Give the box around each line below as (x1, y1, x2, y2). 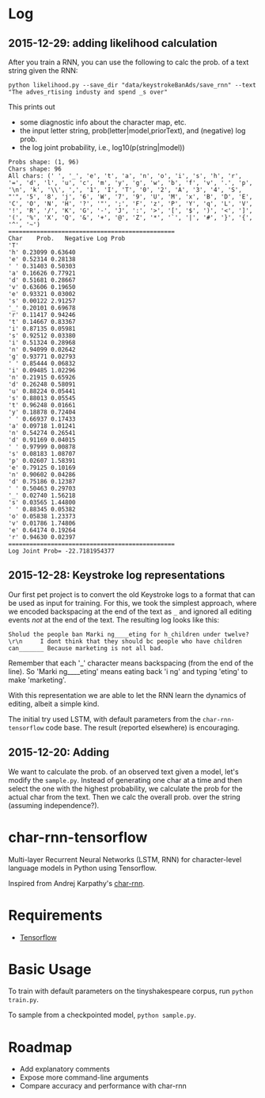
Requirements (8, 906, 103, 924)
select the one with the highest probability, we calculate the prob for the (8, 784, 243, 793)
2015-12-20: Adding (8, 745, 110, 759)
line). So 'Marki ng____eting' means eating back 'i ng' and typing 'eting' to (8, 666, 248, 676)
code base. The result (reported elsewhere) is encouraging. (45, 722, 240, 732)
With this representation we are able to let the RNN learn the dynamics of (8, 690, 247, 699)
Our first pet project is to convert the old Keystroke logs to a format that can (8, 589, 256, 599)
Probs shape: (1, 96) (8, 158, 80, 166)
